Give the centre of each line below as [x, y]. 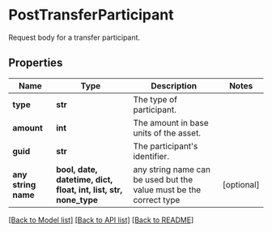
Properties [36, 63]
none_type [77, 200]
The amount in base [171, 122]
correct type [157, 200]
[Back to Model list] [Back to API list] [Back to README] [101, 220]
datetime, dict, [85, 179]
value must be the [167, 190]
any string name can [172, 170]
